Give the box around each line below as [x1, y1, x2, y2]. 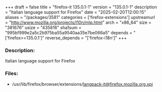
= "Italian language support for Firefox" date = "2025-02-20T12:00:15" [5, 9, 146, 15]
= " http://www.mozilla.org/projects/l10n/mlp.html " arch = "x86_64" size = [5, 19, 152, 25]
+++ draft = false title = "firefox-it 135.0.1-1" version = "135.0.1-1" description [5, 4, 157, 10]
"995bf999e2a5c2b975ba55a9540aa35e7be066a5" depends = [5, 30, 132, 35]
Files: [5, 70, 18, 77]
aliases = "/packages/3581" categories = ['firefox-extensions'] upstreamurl [5, 15, 155, 20]
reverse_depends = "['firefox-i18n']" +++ [45, 35, 127, 41]
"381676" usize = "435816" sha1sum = [5, 25, 81, 31]
